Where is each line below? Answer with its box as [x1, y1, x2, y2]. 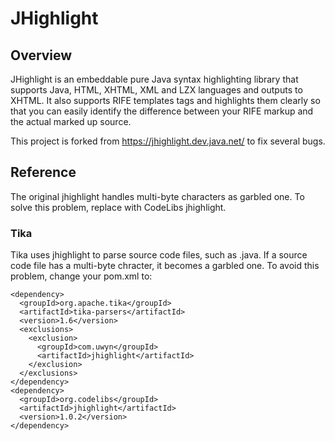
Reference [10, 164, 77, 181]
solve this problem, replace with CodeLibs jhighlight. [10, 201, 227, 213]
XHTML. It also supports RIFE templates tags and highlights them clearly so [10, 95, 321, 106]
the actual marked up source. [10, 116, 132, 127]
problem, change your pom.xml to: [10, 270, 153, 282]
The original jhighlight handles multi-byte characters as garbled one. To [10, 190, 305, 202]
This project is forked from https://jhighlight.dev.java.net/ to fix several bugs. [10, 135, 326, 147]
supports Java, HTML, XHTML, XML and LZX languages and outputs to [10, 84, 303, 96]
